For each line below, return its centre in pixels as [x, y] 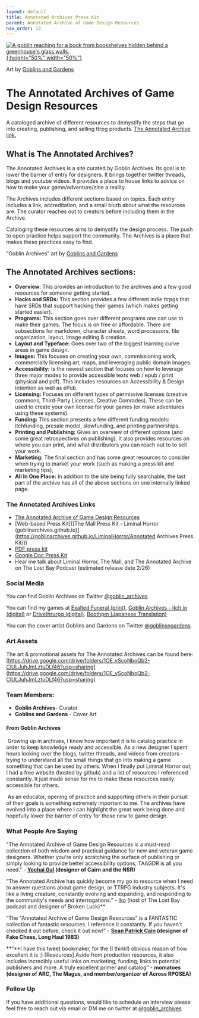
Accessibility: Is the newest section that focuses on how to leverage [99, 369]
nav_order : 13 [24, 28]
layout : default [26, 12]
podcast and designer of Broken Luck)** [56, 906]
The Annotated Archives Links [51, 504]
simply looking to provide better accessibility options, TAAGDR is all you [94, 863]
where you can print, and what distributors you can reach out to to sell [101, 445]
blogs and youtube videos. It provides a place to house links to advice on [96, 181]
